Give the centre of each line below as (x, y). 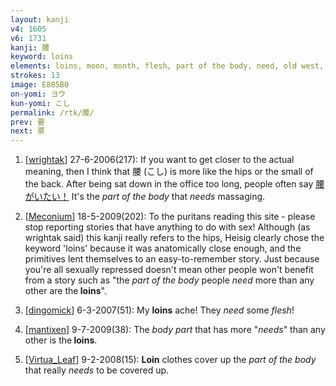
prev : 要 (27, 122)
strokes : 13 (35, 76)
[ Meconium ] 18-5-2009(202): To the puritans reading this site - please (170, 217)
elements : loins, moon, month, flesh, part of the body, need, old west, (167, 66)
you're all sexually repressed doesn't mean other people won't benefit (169, 270)
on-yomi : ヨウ (38, 94)
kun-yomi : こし (40, 103)
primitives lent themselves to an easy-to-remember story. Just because (172, 259)
